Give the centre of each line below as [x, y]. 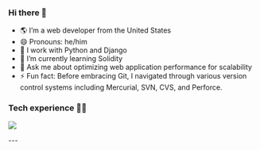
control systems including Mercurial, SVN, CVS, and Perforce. [121, 87]
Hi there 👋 [28, 13]
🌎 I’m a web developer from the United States [95, 30]
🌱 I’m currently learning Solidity [71, 59]
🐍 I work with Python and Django [73, 50]
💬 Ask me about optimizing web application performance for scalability [136, 67]
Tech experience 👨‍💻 [48, 108]
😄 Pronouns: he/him [53, 42]
